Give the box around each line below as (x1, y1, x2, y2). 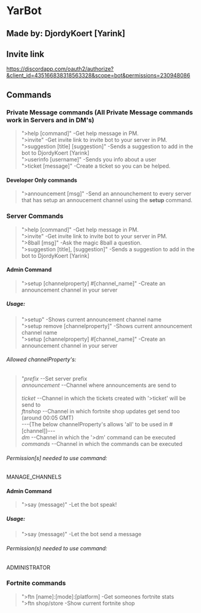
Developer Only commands (6, 176, 78, 184)
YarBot (6, 4, 42, 18)
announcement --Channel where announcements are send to (21, 381, 176, 389)
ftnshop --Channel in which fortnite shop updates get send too (21, 407, 180, 415)
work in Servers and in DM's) (6, 115, 94, 124)
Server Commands (6, 212, 64, 221)
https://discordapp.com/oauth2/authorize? (6, 65, 114, 72)
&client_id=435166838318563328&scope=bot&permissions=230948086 (6, 72, 191, 79)
